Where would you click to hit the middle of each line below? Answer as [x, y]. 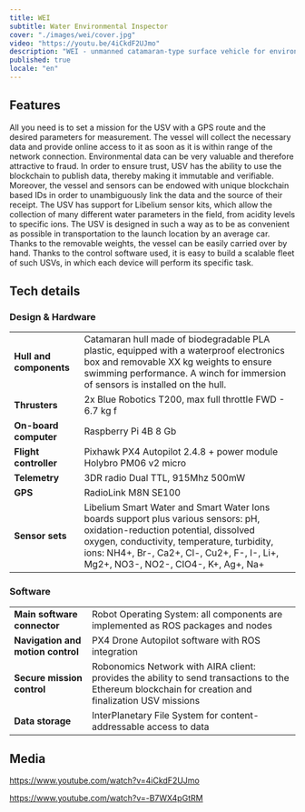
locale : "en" [34, 69]
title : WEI [30, 18]
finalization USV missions [146, 700]
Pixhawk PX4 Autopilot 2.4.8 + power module [181, 452]
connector [37, 626]
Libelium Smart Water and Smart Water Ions [177, 507]
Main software [46, 614]
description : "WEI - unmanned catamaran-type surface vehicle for [138, 52]
